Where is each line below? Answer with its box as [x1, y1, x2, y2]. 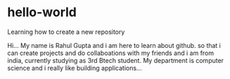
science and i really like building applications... [7, 63, 142, 72]
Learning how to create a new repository [7, 28, 125, 36]
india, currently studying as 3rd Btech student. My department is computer [7, 56, 224, 64]
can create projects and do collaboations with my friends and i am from [7, 49, 215, 57]
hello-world [7, 4, 77, 20]
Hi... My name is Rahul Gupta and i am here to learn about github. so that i [7, 41, 222, 49]
